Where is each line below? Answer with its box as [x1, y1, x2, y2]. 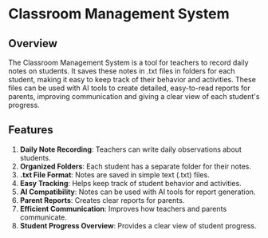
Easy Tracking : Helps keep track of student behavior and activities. [19, 178, 242, 188]
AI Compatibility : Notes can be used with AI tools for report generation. [19, 187, 256, 196]
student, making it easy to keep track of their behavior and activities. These [8, 75, 257, 84]
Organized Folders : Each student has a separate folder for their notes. [19, 161, 252, 171]
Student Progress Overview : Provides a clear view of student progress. [19, 220, 257, 230]
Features [8, 123, 53, 137]
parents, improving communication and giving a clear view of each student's [8, 92, 260, 101]
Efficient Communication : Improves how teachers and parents [19, 204, 227, 213]
